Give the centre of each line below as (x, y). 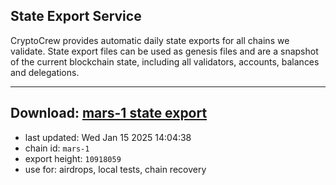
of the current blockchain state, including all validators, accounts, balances (165, 61)
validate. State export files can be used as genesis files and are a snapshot (164, 51)
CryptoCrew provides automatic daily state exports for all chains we (150, 40)
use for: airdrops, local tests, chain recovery (115, 169)
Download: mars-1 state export (109, 113)
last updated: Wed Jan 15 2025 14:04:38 (108, 137)
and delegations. (45, 72)
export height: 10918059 (73, 158)
